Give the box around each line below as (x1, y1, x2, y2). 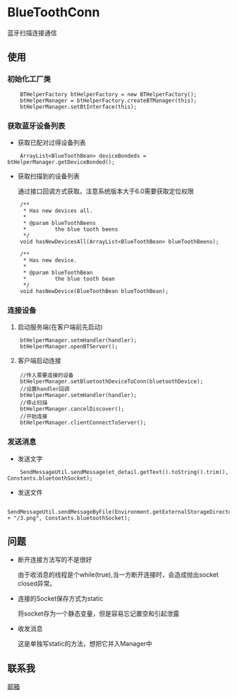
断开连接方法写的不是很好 (17, 555, 92, 564)
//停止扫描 (20, 399, 48, 407)
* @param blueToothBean (23, 269, 93, 276)
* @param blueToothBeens (23, 219, 97, 226)
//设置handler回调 (20, 386, 70, 393)
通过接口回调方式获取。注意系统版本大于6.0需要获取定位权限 (17, 187, 194, 195)
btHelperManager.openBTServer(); (20, 343, 119, 350)
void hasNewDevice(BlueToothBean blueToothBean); (20, 287, 169, 294)
